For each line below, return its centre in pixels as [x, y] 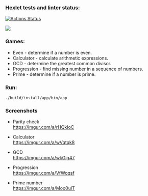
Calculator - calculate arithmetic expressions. [60, 58]
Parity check [26, 122]
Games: [15, 41]
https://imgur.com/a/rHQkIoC [43, 127]
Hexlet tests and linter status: [43, 8]
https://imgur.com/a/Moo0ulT [44, 188]
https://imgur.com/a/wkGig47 [44, 158]
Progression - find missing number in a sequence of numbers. [78, 69]
